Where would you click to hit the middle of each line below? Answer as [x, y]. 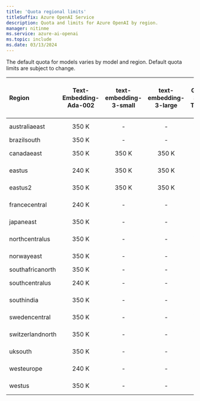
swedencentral [30, 317]
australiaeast [27, 126]
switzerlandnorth [33, 334]
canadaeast [26, 153]
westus [19, 386]
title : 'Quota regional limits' [46, 12]
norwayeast [26, 256]
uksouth [21, 351]
